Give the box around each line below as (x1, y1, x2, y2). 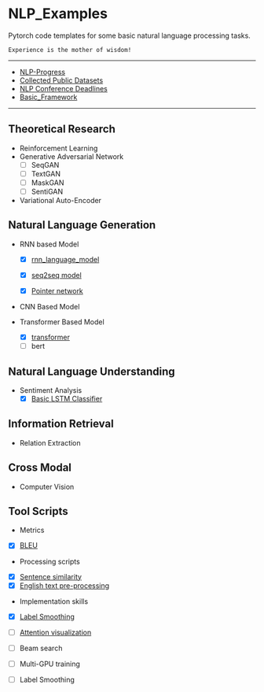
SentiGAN (31, 187, 64, 196)
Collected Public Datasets (19, 76, 104, 85)
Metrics (19, 525, 45, 535)
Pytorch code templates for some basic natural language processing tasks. (8, 31, 251, 40)
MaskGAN (31, 178, 64, 187)
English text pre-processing (19, 580, 110, 590)
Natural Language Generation (8, 218, 156, 232)
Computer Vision (19, 482, 75, 491)
